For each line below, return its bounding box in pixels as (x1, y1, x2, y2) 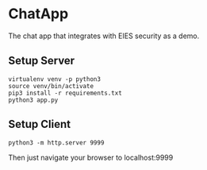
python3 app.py (8, 96, 59, 104)
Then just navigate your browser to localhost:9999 (8, 153, 174, 162)
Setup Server (8, 54, 75, 68)
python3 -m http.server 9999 (8, 138, 105, 147)
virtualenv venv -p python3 (8, 75, 102, 83)
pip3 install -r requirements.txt (8, 89, 123, 97)
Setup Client (8, 118, 71, 131)
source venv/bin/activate (8, 82, 94, 90)
